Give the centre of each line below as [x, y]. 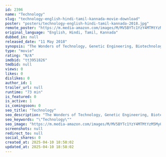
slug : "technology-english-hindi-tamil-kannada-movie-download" [73, 19]
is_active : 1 [19, 101]
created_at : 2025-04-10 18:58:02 [40, 142]
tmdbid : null [19, 64]
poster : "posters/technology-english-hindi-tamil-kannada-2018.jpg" [77, 23]
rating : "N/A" [20, 55]
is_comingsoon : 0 [23, 106]
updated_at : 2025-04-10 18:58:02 [40, 147]
